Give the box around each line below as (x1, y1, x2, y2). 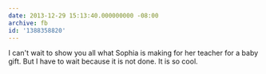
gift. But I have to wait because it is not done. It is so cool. (8, 56, 198, 66)
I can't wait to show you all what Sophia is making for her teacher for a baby (8, 49, 259, 58)
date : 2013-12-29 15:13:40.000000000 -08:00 (8, 11, 159, 20)
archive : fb (8, 19, 48, 27)
